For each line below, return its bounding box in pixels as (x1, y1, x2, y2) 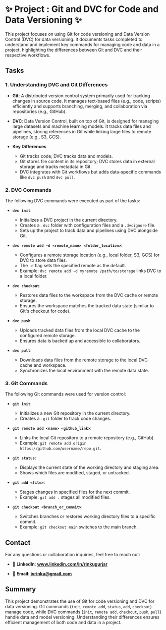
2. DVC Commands (5, 186, 52, 193)
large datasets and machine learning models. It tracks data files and (12, 123, 151, 129)
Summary (5, 585, 36, 593)
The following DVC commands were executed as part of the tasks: (5, 197, 140, 204)
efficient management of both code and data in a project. (5, 619, 122, 625)
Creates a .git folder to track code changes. (19, 415, 111, 422)
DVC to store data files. (19, 257, 67, 263)
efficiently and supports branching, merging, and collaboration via (12, 103, 148, 109)
